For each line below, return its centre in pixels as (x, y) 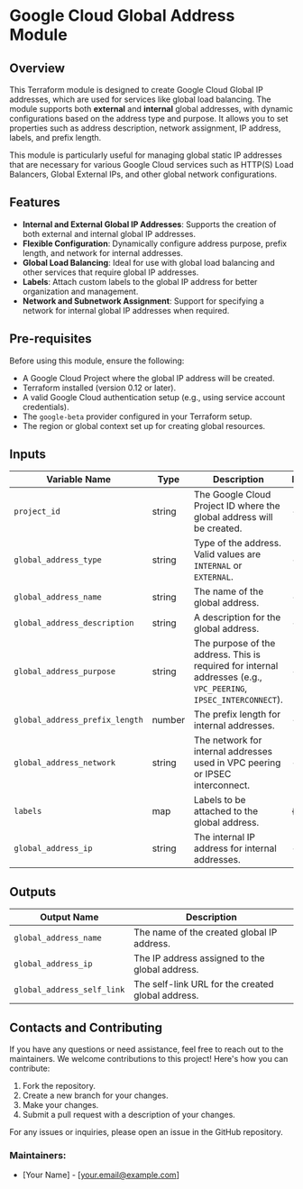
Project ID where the (237, 506)
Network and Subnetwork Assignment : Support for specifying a (143, 301)
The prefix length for (237, 715)
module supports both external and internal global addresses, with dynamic (151, 109)
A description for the (237, 617)
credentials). (46, 407)
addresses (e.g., (228, 677)
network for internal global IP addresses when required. (126, 310)
